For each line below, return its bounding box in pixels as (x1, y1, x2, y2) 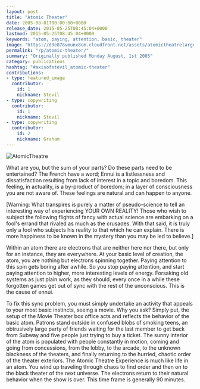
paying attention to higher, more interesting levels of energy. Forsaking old (6, 269, 189, 276)
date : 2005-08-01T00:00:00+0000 (6, 20, 86, 26)
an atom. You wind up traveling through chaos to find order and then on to (6, 363, 188, 370)
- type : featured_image (6, 75, 65, 81)
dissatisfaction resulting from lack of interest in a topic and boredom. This (6, 176, 187, 183)
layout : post (6, 8, 39, 15)
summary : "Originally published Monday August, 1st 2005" (6, 53, 153, 59)
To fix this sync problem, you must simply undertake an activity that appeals (6, 300, 193, 307)
